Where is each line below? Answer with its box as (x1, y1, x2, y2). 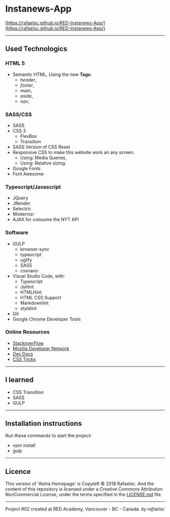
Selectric (12, 206, 31, 212)
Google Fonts (12, 165, 41, 171)
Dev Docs (12, 350, 33, 357)
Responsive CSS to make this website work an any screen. (12, 149, 135, 155)
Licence (5, 467, 31, 476)
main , (20, 87, 32, 94)
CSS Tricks (12, 356, 36, 362)
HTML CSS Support (20, 294, 62, 300)
